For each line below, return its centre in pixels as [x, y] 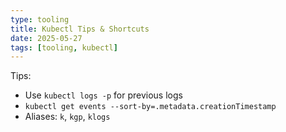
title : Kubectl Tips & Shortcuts [80, 29]
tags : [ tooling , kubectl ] [64, 47]
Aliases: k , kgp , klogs [67, 117]
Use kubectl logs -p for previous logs [103, 95]
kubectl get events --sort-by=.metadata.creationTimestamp [150, 107]
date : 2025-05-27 [46, 38]
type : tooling [40, 19]
